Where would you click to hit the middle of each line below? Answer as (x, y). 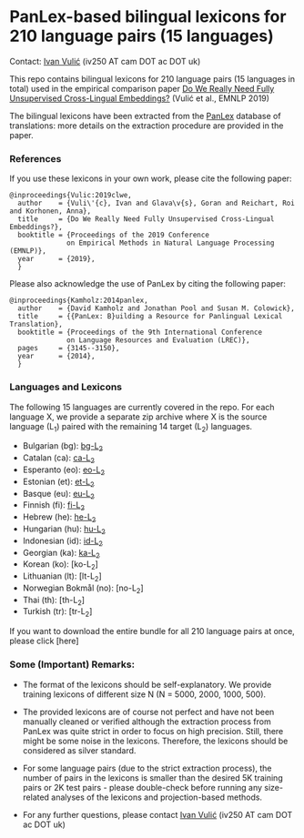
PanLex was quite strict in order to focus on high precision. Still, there (153, 731)
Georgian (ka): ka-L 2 (61, 554)
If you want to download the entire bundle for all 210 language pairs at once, (152, 631)
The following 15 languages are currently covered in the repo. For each (142, 407)
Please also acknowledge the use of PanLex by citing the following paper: (148, 284)
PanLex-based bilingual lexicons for (148, 17)
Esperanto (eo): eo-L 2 (63, 470)
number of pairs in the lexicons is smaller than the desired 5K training (153, 777)
